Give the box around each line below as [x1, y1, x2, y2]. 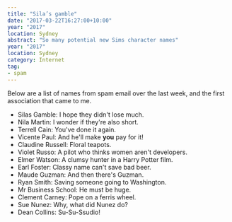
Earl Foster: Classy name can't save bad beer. [17, 163, 151, 171]
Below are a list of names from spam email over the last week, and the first [7, 89, 225, 98]
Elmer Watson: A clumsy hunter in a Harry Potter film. [17, 155, 173, 163]
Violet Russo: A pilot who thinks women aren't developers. [17, 148, 187, 156]
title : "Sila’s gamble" [7, 10, 78, 18]
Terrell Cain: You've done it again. [17, 125, 117, 134]
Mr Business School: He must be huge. [17, 185, 132, 194]
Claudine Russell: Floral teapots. [17, 140, 112, 148]
